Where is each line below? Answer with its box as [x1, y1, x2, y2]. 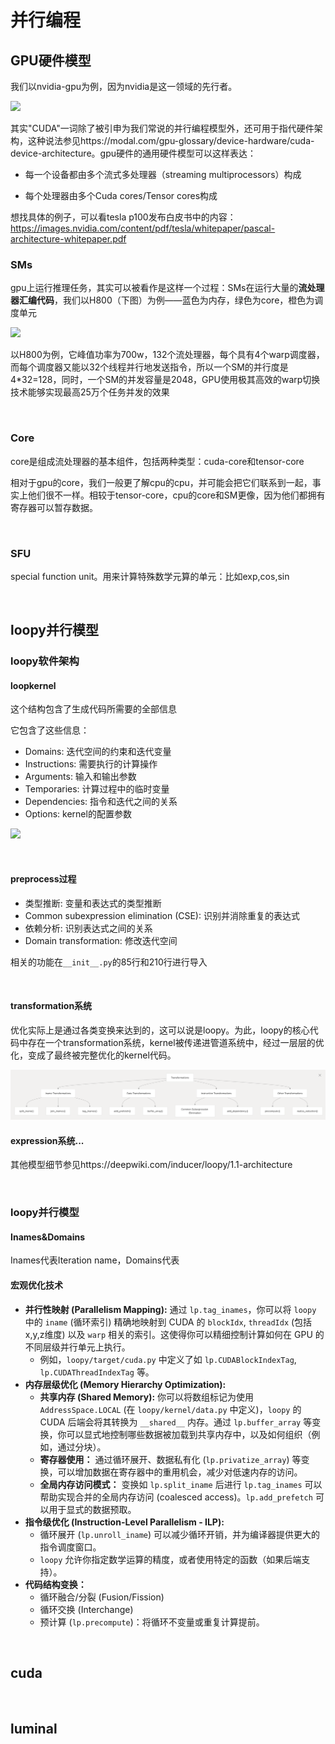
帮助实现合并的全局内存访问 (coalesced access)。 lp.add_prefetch [39, 1491, 313, 1503]
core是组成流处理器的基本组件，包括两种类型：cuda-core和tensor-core [10, 455, 305, 467]
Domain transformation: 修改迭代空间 [24, 934, 178, 946]
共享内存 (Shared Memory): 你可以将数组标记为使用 [39, 1391, 255, 1403]
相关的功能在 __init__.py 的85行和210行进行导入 [10, 956, 208, 968]
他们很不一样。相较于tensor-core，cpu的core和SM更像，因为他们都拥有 [27, 489, 326, 501]
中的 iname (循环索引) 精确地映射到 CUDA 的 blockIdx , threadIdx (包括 [24, 1316, 313, 1328]
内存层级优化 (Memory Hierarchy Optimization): [24, 1378, 227, 1390]
